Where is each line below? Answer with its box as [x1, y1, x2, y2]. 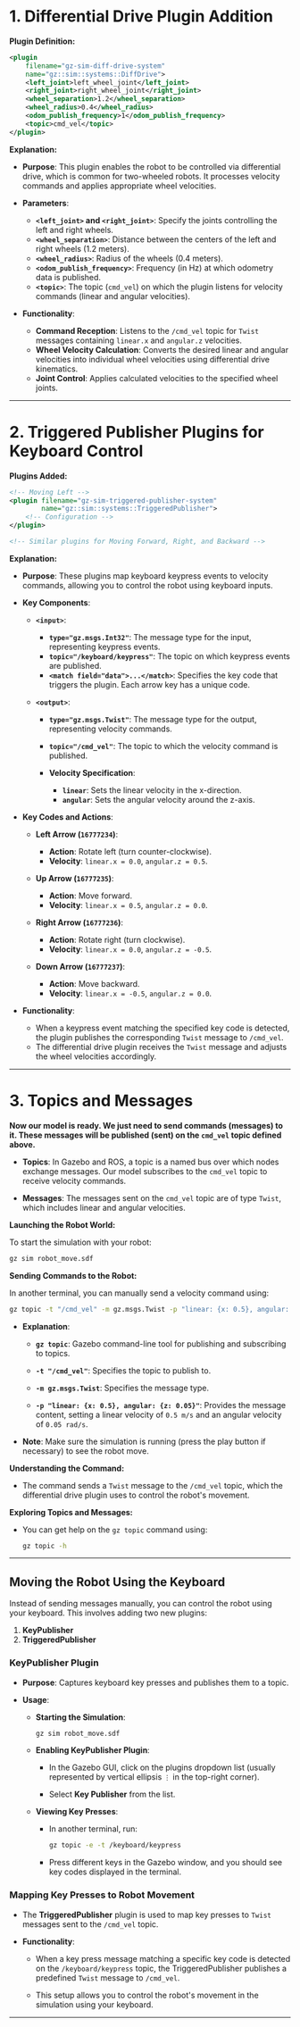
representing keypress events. [48, 641, 161, 652]
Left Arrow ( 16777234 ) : [35, 829, 119, 839]
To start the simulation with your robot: [9, 1237, 152, 1247]
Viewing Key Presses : [35, 1806, 119, 1817]
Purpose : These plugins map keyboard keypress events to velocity [21, 570, 269, 581]
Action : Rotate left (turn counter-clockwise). [48, 846, 212, 856]
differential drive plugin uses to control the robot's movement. [21, 1489, 250, 1500]
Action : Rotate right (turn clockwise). [48, 934, 186, 945]
